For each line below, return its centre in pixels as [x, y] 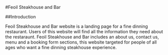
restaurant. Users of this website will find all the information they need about [84, 31]
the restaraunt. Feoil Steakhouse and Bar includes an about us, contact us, [82, 37]
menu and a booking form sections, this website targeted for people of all [81, 42]
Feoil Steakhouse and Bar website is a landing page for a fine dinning [76, 26]
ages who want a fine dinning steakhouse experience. [61, 47]
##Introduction [21, 17]
